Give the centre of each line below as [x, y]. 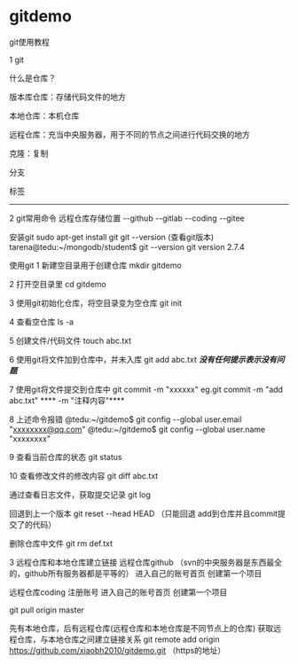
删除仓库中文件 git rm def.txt [61, 543]
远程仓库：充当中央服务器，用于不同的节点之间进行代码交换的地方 [129, 134]
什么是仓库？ [32, 78]
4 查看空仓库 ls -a [41, 322]
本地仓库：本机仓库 [44, 115]
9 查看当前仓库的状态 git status [66, 457]
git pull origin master [47, 610]
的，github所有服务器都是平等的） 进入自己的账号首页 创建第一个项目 [136, 573]
